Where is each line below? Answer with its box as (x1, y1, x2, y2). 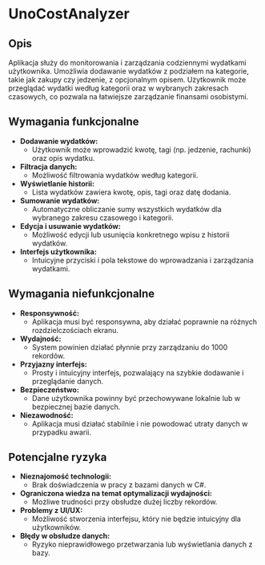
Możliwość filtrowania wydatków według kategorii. (31, 170, 199, 180)
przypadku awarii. (31, 427, 92, 437)
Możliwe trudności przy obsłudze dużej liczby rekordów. (31, 497, 218, 507)
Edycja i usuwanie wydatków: (19, 221, 122, 230)
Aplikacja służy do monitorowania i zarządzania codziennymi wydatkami (8, 58, 247, 67)
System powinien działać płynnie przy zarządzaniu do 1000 (31, 342, 228, 352)
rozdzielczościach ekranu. (31, 325, 118, 335)
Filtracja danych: (19, 162, 78, 171)
